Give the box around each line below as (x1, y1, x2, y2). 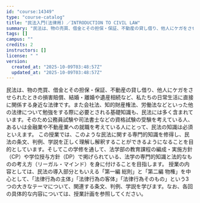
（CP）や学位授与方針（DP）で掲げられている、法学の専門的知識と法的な (6, 153, 187, 160)
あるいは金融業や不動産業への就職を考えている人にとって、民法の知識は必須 (6, 123, 193, 131)
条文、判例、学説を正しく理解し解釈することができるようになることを (16, 138, 189, 145)
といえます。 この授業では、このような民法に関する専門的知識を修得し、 (6, 131, 185, 138)
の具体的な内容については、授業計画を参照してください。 (6, 191, 147, 198)
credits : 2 (6, 42, 33, 48)
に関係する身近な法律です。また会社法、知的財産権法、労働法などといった (6, 101, 189, 109)
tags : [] (6, 31, 28, 37)
